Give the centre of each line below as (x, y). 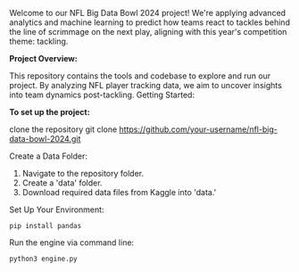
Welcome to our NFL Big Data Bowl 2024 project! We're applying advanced (148, 13)
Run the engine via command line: (72, 243)
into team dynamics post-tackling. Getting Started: (102, 95)
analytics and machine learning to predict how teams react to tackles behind (149, 22)
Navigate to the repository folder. (83, 173)
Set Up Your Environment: (57, 210)
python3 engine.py (43, 259)
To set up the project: (50, 112)
